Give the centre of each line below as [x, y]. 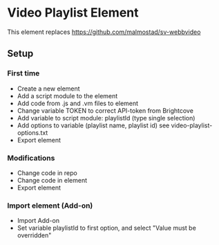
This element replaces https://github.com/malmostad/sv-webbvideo [104, 32]
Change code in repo [47, 173]
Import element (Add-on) [50, 206]
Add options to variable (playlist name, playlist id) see [93, 125]
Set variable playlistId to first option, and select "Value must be [107, 228]
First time [23, 73]
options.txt [32, 132]
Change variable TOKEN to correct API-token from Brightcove [105, 110]
